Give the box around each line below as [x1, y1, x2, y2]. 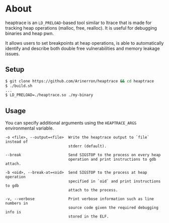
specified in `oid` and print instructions [68, 179, 161, 184]
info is [5, 209, 22, 215]
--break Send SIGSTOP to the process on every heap [5, 153, 161, 158]
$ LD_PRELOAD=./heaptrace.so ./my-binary [5, 92, 94, 98]
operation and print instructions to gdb [68, 157, 156, 162]
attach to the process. [68, 188, 118, 193]
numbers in [5, 201, 28, 206]
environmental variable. [5, 125, 54, 131]
